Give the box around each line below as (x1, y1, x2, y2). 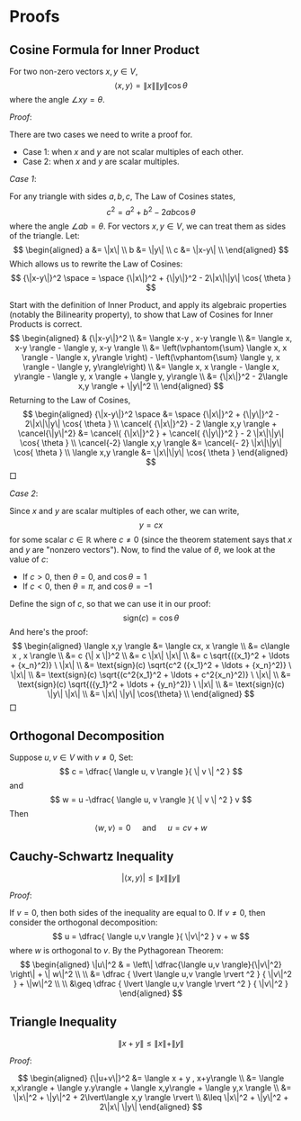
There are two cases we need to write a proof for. (9, 129, 193, 140)
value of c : (9, 554, 49, 565)
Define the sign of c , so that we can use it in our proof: (9, 598, 211, 609)
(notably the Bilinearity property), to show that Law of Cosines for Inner (9, 309, 274, 320)
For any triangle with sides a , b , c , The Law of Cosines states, (9, 191, 236, 202)
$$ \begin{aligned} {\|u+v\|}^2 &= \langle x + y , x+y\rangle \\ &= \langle (17, 1073, 285, 1084)
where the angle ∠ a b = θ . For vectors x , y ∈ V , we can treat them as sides (9, 221, 286, 231)
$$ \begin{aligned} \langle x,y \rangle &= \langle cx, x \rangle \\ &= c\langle (12, 640, 290, 651)
